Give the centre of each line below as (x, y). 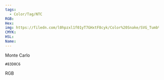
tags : (10, 10)
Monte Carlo (18, 55)
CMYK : (10, 32)
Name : (10, 41)
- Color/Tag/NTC (26, 14)
